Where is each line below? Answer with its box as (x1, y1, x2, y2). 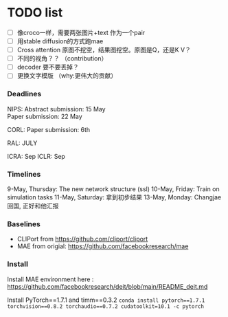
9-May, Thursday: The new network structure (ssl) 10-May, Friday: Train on (7, 184, 220, 193)
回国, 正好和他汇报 (7, 201, 59, 210)
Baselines (7, 219, 41, 228)
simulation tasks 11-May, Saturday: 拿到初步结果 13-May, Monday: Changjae (7, 193, 222, 201)
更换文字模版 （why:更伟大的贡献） (16, 72, 117, 80)
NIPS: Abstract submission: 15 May (7, 105, 106, 113)
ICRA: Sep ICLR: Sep (7, 152, 65, 160)
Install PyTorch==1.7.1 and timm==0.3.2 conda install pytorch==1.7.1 (7, 296, 205, 304)
